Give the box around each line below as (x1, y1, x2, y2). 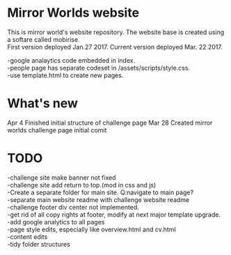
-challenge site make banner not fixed (7, 173, 116, 182)
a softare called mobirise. (7, 35, 80, 43)
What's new (7, 95, 79, 111)
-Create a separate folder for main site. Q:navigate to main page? (7, 188, 193, 196)
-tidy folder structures (7, 240, 71, 248)
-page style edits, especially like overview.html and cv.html (7, 225, 176, 233)
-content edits (7, 232, 48, 241)
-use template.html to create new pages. (7, 71, 124, 79)
